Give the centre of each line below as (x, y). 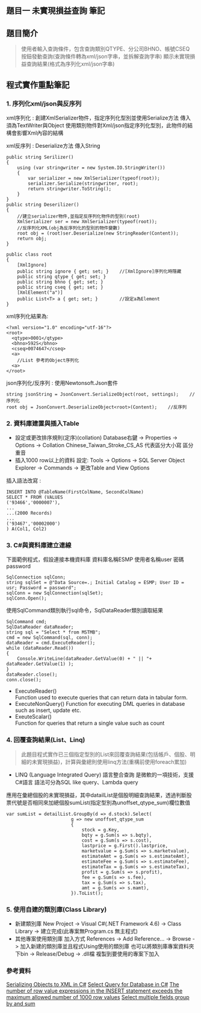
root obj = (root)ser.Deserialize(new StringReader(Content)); (98, 233)
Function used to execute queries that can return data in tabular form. (101, 697)
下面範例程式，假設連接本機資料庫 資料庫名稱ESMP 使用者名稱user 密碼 (95, 559)
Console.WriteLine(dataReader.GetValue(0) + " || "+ (85, 659)
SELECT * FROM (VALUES (35, 497)
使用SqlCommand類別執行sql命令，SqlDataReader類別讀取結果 (85, 611)
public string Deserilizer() (43, 205)
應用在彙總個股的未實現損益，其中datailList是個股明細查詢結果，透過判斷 (96, 795)
